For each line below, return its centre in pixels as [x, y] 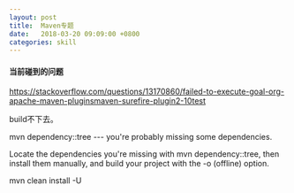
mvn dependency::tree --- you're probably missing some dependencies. [141, 137]
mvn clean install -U [45, 181]
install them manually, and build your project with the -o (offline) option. [139, 164]
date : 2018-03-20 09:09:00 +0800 [75, 34]
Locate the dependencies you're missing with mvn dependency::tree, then [144, 154]
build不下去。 [34, 120]
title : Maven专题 [41, 26]
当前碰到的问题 [36, 71]
